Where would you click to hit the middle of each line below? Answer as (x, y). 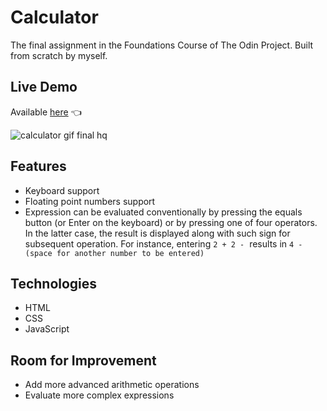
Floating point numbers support (90, 201)
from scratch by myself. (59, 55)
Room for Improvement (83, 360)
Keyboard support (62, 190)
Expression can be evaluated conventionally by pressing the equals (163, 212)
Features (38, 166)
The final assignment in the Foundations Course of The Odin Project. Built (162, 45)
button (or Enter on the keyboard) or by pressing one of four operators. (171, 222)
